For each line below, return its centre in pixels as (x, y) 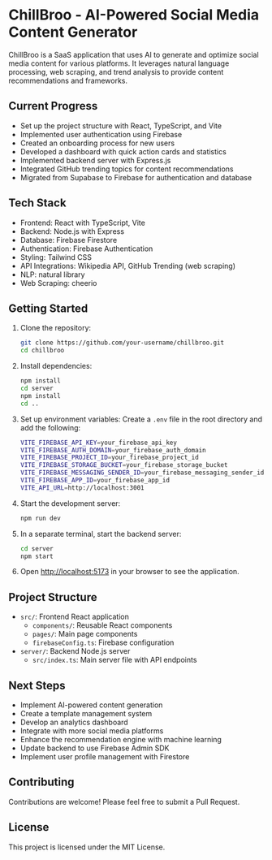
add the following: (50, 427)
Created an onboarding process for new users (97, 143)
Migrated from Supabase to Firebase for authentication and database (136, 177)
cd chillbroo (42, 351)
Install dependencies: (56, 366)
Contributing (41, 782)
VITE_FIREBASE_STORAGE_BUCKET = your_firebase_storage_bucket (124, 465)
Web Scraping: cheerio (58, 283)
